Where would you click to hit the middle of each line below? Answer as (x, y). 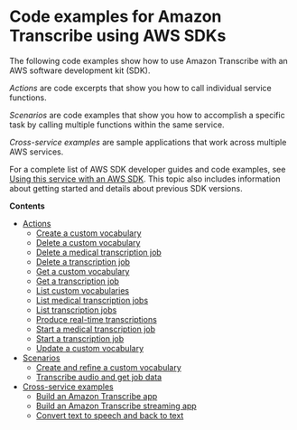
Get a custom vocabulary (83, 271)
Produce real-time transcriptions (97, 319)
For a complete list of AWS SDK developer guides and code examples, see (148, 169)
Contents (27, 206)
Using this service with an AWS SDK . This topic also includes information (145, 179)
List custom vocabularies (82, 290)
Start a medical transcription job (96, 329)
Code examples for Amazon (116, 17)
